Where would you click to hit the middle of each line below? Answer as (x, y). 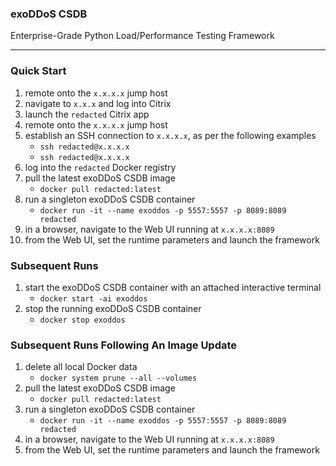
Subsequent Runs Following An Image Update (124, 345)
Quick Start (38, 71)
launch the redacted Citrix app (87, 114)
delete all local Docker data (81, 367)
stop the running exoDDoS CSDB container (113, 308)
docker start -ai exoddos (93, 298)
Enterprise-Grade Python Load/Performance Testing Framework (142, 36)
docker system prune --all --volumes (118, 378)
